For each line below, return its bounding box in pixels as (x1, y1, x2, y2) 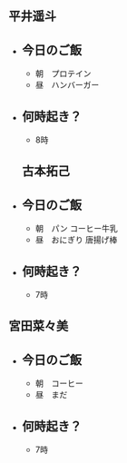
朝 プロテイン (34, 68, 92, 79)
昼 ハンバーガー (34, 80, 100, 91)
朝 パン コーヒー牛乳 (34, 223, 119, 234)
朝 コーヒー (34, 378, 83, 389)
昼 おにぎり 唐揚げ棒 (34, 234, 118, 245)
